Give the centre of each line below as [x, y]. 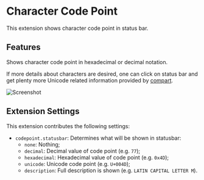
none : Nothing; [42, 144]
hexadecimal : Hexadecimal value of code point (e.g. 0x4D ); [97, 157]
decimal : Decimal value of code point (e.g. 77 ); [82, 151]
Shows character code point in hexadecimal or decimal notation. [87, 62]
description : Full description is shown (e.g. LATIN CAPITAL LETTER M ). [111, 170]
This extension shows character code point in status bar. [77, 28]
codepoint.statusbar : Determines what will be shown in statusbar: [98, 138]
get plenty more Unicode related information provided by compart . [90, 80]
